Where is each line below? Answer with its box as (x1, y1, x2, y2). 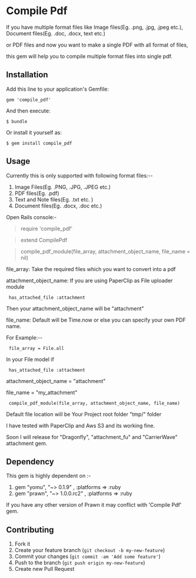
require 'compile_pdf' (20, 225, 72, 232)
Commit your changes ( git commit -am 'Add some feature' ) (14, 553, 161, 560)
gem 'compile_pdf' (6, 97, 51, 103)
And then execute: (6, 107, 51, 114)
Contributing (6, 524, 54, 534)
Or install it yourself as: (6, 128, 62, 136)
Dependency (6, 457, 54, 467)
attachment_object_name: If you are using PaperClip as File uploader (6, 277, 173, 284)
